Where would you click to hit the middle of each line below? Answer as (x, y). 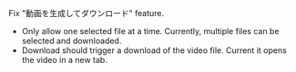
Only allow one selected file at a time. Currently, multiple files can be (150, 31)
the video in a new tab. (65, 60)
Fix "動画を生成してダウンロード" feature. (87, 13)
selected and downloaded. (71, 40)
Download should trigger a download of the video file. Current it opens (154, 50)
